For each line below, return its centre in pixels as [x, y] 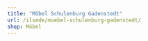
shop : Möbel [24, 26]
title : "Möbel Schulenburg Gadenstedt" [65, 14]
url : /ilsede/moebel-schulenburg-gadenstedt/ [74, 20]
